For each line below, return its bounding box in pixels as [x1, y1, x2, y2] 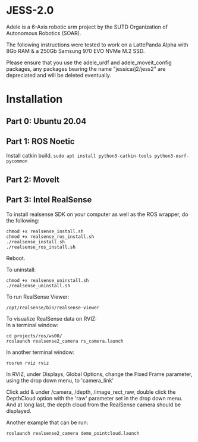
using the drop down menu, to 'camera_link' [6, 377, 114, 384]
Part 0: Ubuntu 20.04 [6, 116, 87, 126]
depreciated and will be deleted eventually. [6, 71, 111, 79]
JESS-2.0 [6, 4, 54, 17]
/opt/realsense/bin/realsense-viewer [6, 305, 100, 311]
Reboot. [6, 254, 26, 262]
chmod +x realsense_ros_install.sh [6, 233, 95, 240]
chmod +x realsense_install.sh [6, 228, 84, 234]
